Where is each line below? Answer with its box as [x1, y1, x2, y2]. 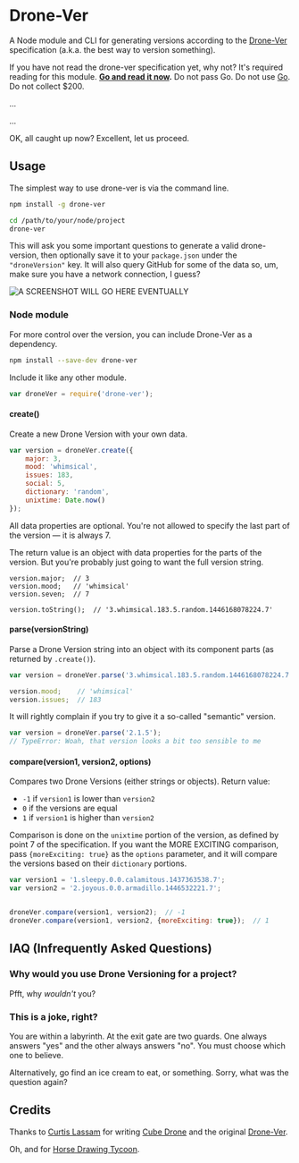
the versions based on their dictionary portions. [9, 858, 187, 869]
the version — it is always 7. [9, 530, 112, 540]
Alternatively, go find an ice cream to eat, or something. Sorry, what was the [9, 1066, 289, 1078]
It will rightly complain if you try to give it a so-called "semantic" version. [9, 711, 277, 722]
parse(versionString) [9, 624, 89, 635]
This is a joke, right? [9, 1010, 98, 1023]
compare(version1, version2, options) [9, 756, 152, 767]
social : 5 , [25, 480, 66, 488]
